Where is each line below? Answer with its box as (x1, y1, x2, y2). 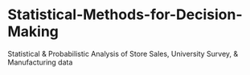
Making (7, 22, 59, 41)
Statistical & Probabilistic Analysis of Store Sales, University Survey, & (7, 49, 239, 58)
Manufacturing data (7, 57, 73, 67)
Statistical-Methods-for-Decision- (7, 6, 243, 24)
